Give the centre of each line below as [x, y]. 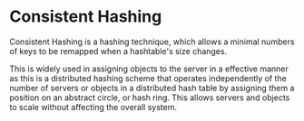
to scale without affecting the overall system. [93, 107]
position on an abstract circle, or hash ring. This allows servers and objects [150, 98]
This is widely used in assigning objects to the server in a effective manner [149, 69]
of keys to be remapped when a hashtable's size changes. [118, 51]
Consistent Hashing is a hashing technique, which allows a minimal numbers [152, 42]
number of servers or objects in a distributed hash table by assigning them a [152, 88]
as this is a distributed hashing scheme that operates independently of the [148, 78]
